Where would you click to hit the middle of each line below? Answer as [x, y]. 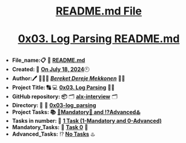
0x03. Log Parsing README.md [99, 39]
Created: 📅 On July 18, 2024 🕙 [51, 69]
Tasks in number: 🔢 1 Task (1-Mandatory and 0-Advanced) [87, 121]
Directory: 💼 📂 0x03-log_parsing [54, 105]
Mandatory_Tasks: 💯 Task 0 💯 [50, 127]
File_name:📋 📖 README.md [48, 60]
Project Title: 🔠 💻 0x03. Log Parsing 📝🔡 [63, 87]
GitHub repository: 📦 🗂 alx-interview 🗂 [65, 96]
